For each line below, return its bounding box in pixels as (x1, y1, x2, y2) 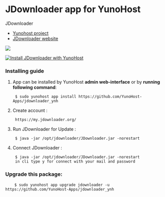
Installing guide (5, 67, 45, 74)
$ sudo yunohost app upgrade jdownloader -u (14, 182, 110, 187)
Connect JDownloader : (12, 145, 62, 151)
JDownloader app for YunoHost (5, 4, 141, 15)
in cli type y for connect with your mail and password (15, 159, 136, 164)
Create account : (12, 107, 48, 113)
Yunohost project (12, 30, 49, 36)
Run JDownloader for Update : (12, 126, 76, 132)
